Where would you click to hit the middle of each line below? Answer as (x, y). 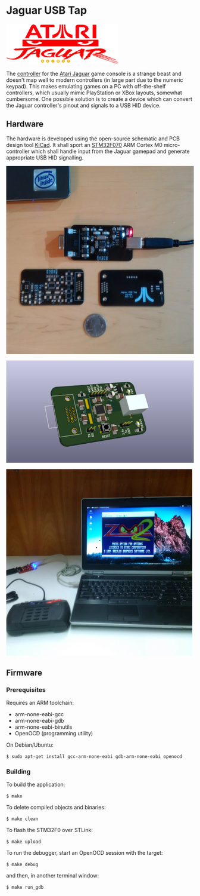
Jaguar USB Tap (47, 10)
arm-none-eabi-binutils (43, 727)
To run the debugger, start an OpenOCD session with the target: (85, 853)
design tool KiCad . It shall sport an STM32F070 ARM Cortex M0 (84, 145)
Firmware (24, 673)
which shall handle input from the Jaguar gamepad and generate (110, 151)
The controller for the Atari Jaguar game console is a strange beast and (94, 73)
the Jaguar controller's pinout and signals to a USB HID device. (83, 105)
